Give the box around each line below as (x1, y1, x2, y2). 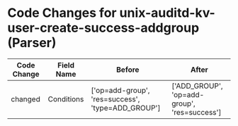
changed (11, 94, 40, 103)
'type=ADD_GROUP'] (91, 103, 161, 113)
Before (116, 65, 140, 75)
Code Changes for (7, 5, 117, 21)
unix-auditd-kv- (119, 5, 216, 21)
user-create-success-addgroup (7, 20, 200, 36)
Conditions (47, 94, 84, 103)
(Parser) (7, 35, 57, 51)
